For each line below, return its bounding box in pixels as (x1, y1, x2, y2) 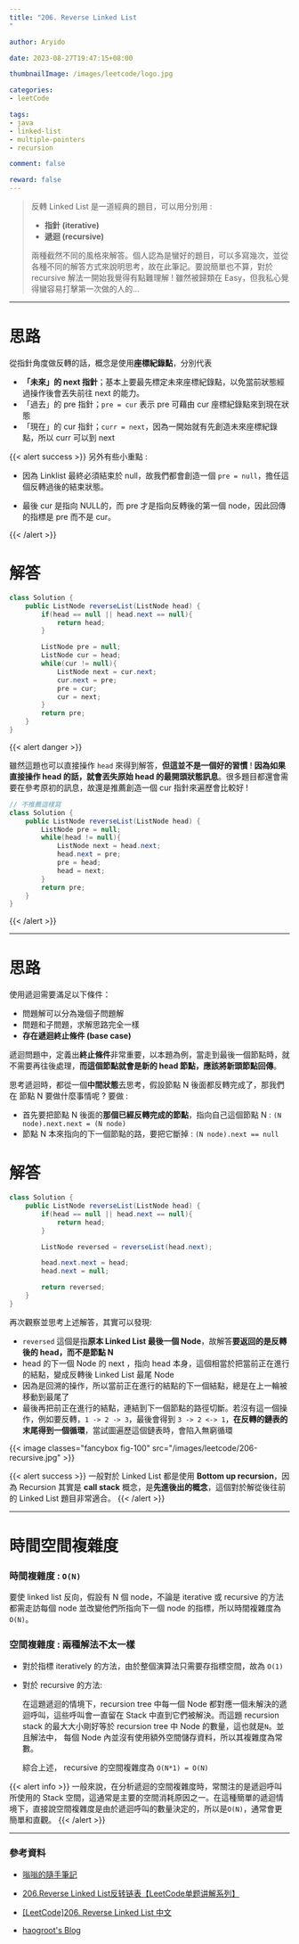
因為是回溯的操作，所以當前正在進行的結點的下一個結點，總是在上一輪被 (21, 1380, 287, 1391)
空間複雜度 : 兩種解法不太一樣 (9, 1638, 135, 1651)
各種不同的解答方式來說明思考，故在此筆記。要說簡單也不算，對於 (30, 261, 273, 272)
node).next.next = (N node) (21, 1120, 126, 1129)
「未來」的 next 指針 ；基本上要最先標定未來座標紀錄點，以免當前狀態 (21, 376, 278, 387)
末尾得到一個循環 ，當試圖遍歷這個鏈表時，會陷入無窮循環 (21, 1424, 233, 1436)
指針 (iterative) (44, 220, 100, 230)
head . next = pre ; (56, 850, 122, 859)
